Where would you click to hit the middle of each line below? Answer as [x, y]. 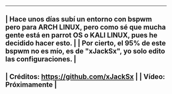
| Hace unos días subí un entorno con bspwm [79, 19]
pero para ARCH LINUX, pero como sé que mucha [86, 27]
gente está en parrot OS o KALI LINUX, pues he [81, 36]
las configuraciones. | [41, 59]
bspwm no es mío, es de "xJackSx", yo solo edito [85, 51]
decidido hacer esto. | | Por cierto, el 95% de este [86, 43]
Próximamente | [31, 85]
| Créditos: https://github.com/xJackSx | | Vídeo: [85, 76]
